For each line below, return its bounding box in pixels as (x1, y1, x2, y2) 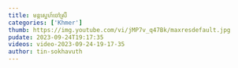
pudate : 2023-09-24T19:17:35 (8, 33, 104, 41)
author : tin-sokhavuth (8, 48, 83, 55)
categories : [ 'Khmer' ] (8, 19, 83, 27)
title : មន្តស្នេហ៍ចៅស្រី (8, 11, 68, 20)
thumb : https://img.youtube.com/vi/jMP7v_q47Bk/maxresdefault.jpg (8, 26, 231, 34)
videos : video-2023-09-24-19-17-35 (8, 41, 125, 48)
